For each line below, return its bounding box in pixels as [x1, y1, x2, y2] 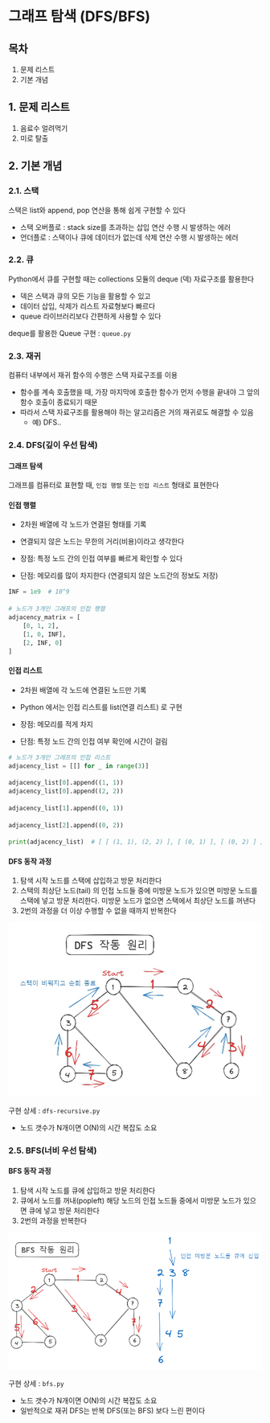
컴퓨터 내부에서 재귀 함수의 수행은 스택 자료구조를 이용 [8, 371, 178, 380]
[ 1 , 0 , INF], [22, 630, 67, 638]
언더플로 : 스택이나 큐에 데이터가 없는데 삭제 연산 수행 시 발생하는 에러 [19, 232, 239, 242]
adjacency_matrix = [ [8, 613, 81, 621]
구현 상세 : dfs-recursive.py [8, 1105, 100, 1115]
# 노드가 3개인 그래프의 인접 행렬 [8, 605, 106, 613]
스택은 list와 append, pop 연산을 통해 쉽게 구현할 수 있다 [8, 205, 186, 215]
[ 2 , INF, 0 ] [22, 638, 63, 647]
